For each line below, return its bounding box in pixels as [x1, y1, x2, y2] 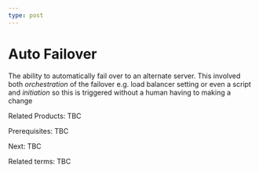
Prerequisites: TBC [8, 126, 69, 135]
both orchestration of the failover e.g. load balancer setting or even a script [8, 79, 251, 88]
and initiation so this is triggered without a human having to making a [8, 88, 232, 97]
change [8, 95, 33, 106]
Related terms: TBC [8, 156, 71, 166]
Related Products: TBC [8, 111, 82, 120]
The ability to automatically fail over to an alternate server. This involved [8, 71, 241, 81]
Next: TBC [8, 142, 42, 151]
